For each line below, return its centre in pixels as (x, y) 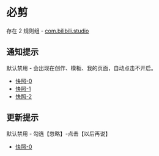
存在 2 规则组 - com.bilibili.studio (48, 31)
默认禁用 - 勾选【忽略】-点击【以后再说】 (59, 133)
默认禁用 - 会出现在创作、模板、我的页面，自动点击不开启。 (82, 68)
